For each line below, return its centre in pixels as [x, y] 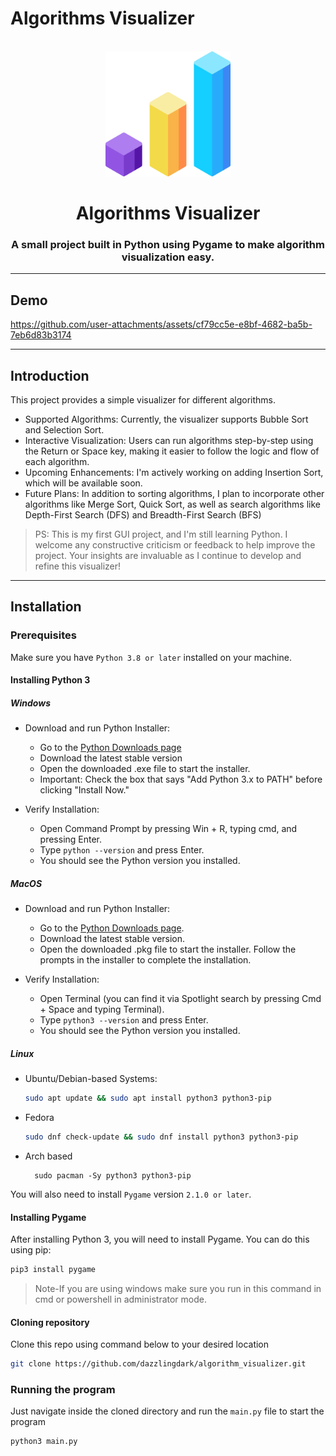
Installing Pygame [48, 1217]
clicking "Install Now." [84, 790]
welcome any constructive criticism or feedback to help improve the [175, 545]
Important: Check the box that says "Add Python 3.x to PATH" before [181, 779]
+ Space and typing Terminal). [102, 1009]
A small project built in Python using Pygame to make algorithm [168, 245]
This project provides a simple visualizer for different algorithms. [143, 400]
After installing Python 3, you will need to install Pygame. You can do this [160, 1239]
